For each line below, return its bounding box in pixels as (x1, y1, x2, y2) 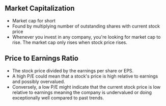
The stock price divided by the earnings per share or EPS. (12, 67, 134, 73)
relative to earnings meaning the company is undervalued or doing (12, 89, 152, 95)
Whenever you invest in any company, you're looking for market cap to (12, 34, 161, 40)
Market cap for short (12, 17, 56, 23)
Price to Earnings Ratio (5, 54, 78, 63)
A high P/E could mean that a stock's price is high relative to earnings (12, 73, 158, 79)
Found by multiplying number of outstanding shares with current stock (12, 23, 160, 29)
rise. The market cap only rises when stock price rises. (12, 39, 128, 45)
